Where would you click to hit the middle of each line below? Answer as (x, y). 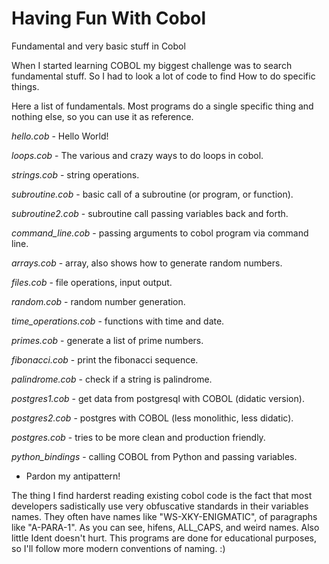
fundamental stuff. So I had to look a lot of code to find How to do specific (163, 76)
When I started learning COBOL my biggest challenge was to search (152, 65)
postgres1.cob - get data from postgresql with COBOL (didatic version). (158, 398)
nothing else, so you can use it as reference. (102, 116)
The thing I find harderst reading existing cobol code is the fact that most (162, 495)
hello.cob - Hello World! (60, 136)
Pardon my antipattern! (73, 476)
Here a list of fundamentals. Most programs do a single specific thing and (162, 106)
